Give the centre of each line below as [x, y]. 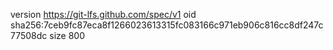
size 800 [67, 35]
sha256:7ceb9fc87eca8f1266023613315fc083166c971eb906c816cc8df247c [167, 25]
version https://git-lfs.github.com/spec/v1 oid [103, 14]
